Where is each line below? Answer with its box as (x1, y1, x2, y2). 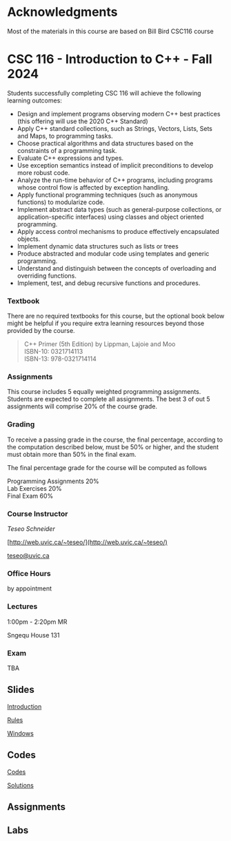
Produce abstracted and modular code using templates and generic (17, 249, 210, 257)
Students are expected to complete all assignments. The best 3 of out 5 (7, 395, 210, 404)
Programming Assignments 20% (7, 477, 100, 485)
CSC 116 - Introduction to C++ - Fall (7, 51, 212, 67)
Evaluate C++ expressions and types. (17, 154, 124, 162)
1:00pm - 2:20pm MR (7, 617, 68, 626)
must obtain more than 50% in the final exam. (7, 450, 137, 458)
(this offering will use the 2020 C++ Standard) (17, 117, 148, 125)
